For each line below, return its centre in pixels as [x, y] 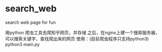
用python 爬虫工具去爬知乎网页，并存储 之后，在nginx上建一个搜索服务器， [82, 32]
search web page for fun [31, 22]
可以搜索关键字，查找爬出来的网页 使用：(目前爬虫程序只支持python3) [77, 39]
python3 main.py [22, 44]
